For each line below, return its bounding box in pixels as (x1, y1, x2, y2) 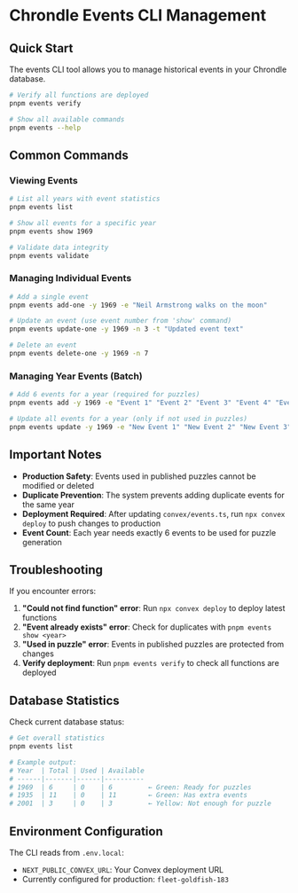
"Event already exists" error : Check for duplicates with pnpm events (21, 622, 272, 632)
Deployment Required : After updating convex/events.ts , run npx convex (21, 508, 286, 519)
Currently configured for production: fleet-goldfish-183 (21, 874, 229, 885)
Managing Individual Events (9, 272, 132, 285)
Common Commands (9, 147, 129, 162)
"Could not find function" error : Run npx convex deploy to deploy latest (21, 603, 286, 614)
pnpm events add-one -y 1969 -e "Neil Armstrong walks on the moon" (9, 301, 268, 309)
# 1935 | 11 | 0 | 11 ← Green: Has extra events (9, 791, 248, 800)
